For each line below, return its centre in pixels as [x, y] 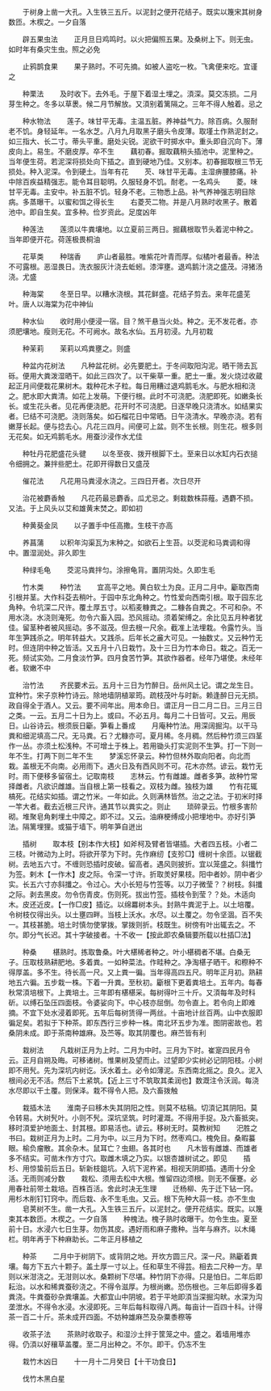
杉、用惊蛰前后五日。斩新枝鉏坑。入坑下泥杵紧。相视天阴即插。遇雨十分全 [132, 1168]
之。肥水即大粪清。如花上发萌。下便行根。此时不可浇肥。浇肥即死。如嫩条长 [135, 396]
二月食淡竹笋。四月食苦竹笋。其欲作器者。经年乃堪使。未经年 [160, 658]
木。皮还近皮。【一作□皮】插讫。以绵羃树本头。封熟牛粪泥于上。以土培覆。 [133, 905]
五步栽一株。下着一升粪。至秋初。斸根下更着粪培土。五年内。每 [149, 982]
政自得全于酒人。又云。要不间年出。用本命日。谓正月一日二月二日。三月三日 [135, 705]
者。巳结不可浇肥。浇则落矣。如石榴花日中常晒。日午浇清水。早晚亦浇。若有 [135, 416]
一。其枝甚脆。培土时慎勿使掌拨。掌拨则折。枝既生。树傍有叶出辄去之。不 [132, 925]
